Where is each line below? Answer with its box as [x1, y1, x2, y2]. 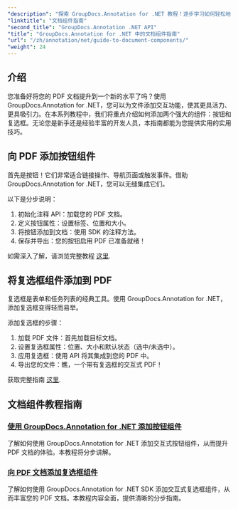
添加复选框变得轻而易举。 [7, 303, 82, 312]
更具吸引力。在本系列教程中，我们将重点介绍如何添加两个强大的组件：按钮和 [7, 110, 232, 118]
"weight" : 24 [7, 43, 46, 51]
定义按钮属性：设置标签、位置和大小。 [17, 219, 130, 227]
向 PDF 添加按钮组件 [7, 150, 96, 162]
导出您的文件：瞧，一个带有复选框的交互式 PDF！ [17, 360, 163, 369]
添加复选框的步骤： [7, 318, 64, 327]
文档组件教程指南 [7, 398, 82, 410]
